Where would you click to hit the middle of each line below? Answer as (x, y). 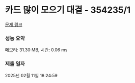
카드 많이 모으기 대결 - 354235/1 (68, 10)
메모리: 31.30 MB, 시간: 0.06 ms (36, 50)
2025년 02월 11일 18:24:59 (31, 75)
